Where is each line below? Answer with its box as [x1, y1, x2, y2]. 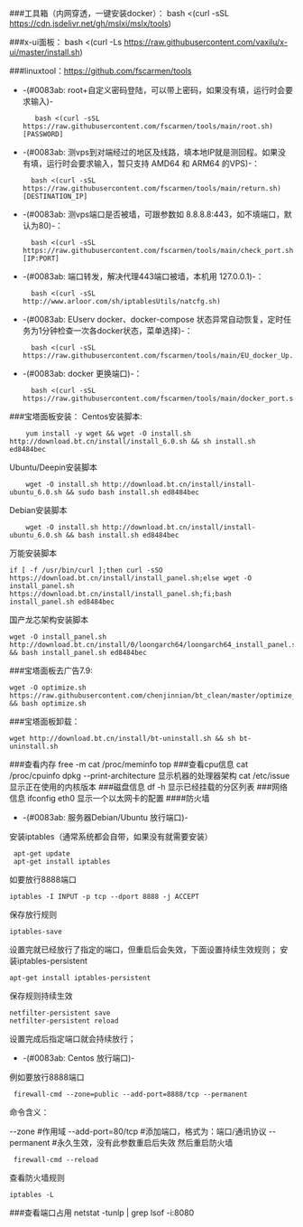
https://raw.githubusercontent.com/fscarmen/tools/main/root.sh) [22, 122, 273, 131]
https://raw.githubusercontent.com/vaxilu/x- [124, 37, 289, 47]
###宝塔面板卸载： [9, 717, 80, 726]
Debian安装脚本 [9, 505, 68, 515]
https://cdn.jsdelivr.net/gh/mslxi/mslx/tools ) [9, 18, 171, 29]
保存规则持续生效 [9, 990, 73, 1001]
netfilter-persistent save [9, 1008, 111, 1017]
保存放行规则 [9, 909, 57, 920]
